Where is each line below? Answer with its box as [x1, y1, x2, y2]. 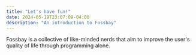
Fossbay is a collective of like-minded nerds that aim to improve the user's [6, 36, 190, 43]
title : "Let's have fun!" [6, 8, 71, 15]
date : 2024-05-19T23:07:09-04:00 [6, 14, 90, 20]
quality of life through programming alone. [6, 42, 111, 49]
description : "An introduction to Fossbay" [6, 20, 117, 25]
